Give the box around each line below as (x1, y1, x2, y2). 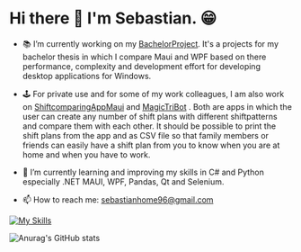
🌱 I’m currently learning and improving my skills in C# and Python (22, 166, 265, 177)
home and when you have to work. (22, 148, 151, 160)
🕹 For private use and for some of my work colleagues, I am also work (22, 88, 285, 99)
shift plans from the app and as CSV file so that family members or (22, 130, 270, 140)
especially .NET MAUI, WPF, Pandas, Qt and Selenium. (22, 175, 225, 187)
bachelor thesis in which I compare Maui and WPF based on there (22, 51, 267, 62)
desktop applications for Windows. (22, 70, 152, 81)
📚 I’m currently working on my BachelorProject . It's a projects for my (22, 38, 279, 49)
